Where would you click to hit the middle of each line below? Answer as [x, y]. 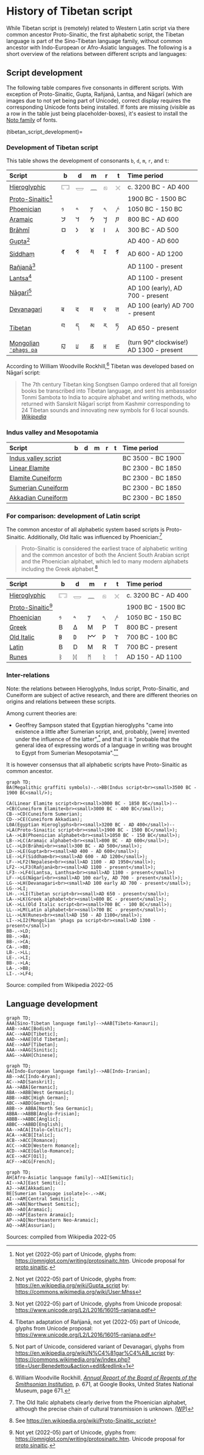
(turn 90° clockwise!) [158, 343]
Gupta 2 [20, 241]
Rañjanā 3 [22, 267]
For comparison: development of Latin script [73, 516]
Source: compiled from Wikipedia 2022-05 [60, 985]
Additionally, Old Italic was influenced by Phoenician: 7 [95, 536]
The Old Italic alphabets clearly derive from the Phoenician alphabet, [101, 1402]
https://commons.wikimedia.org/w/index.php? [73, 1359]
